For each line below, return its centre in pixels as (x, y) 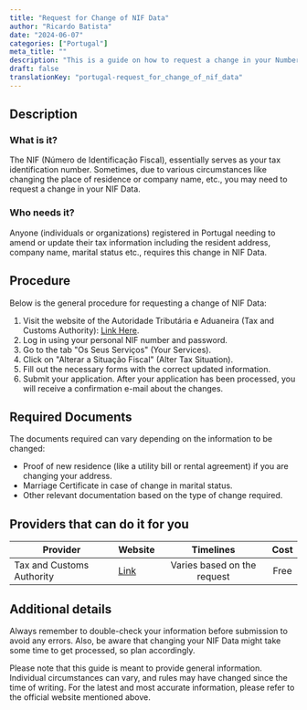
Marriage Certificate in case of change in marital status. (127, 486)
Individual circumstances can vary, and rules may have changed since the (148, 677)
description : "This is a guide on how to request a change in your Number (155, 60)
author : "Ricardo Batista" (61, 26)
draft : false (34, 69)
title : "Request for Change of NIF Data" (90, 18)
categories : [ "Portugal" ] (58, 43)
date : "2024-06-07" (47, 35)
